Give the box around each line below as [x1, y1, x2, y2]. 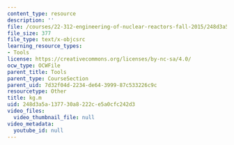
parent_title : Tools [7, 68, 68, 75]
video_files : [7, 107, 45, 114]
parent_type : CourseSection [7, 75, 89, 82]
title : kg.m [7, 95, 42, 102]
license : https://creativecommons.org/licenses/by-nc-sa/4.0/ [7, 56, 192, 63]
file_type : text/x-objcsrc [7, 36, 86, 43]
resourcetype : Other [7, 88, 68, 95]
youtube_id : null [13, 127, 64, 134]
